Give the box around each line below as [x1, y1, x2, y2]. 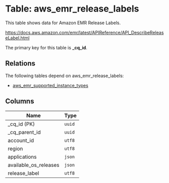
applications [8, 153, 37, 160]
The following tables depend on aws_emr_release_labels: [5, 73, 124, 79]
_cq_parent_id [8, 129, 41, 136]
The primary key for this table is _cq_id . [5, 44, 87, 50]
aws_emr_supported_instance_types [12, 82, 88, 88]
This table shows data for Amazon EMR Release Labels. [5, 20, 121, 26]
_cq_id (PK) [8, 120, 35, 128]
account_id [8, 137, 34, 144]
